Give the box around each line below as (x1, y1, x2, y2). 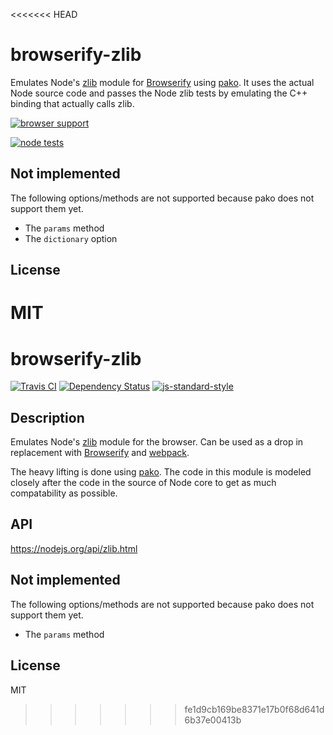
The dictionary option (24, 232, 118, 244)
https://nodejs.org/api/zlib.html (10, 542, 138, 554)
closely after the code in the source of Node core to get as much (10, 477, 277, 489)
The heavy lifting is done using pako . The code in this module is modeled (10, 466, 312, 478)
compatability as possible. (10, 487, 118, 499)
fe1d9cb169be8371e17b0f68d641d (184, 703, 325, 715)
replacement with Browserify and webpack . (10, 447, 190, 459)
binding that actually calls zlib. (10, 97, 135, 109)
